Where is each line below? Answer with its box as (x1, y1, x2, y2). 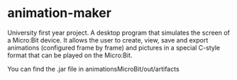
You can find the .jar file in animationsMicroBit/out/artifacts (7, 64, 180, 73)
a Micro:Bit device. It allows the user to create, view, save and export (7, 35, 209, 44)
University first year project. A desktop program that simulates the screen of (7, 28, 231, 37)
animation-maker (7, 5, 112, 21)
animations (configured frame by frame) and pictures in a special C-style (7, 43, 221, 52)
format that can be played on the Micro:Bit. (7, 51, 133, 59)
